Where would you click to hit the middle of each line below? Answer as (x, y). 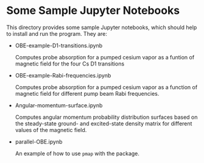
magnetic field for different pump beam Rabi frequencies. (87, 93)
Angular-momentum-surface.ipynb (59, 105)
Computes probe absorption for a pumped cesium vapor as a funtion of (105, 57)
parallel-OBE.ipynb (39, 141)
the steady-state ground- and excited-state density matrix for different (104, 123)
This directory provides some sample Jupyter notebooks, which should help (102, 27)
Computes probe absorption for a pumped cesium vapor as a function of (106, 87)
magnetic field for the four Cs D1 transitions (70, 64)
